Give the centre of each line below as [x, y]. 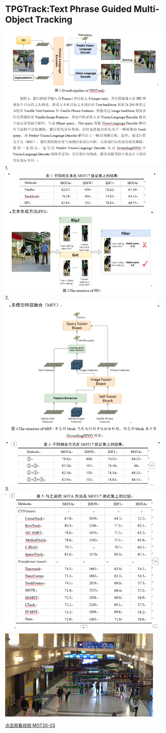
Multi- [146, 9]
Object [19, 20]
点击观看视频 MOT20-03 [30, 725]
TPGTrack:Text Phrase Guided [69, 9]
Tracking [54, 20]
